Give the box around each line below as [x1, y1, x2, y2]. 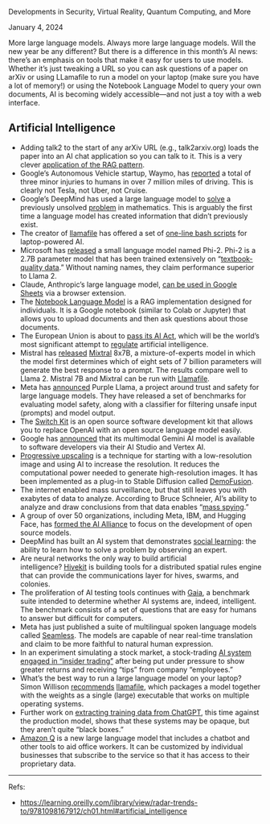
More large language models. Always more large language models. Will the [8, 38, 256, 48]
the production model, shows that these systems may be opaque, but [19, 716, 250, 726]
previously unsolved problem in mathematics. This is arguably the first [19, 202, 253, 212]
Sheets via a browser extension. [19, 288, 127, 297]
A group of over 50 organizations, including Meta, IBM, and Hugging [19, 511, 247, 520]
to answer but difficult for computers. [19, 613, 144, 623]
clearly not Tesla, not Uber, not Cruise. [19, 185, 148, 195]
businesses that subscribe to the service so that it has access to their [19, 750, 251, 760]
